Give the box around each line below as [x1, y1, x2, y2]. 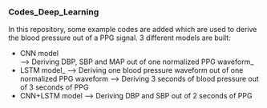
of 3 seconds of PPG [19, 82, 89, 92]
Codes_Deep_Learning [8, 6, 99, 18]
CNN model [19, 49, 59, 58]
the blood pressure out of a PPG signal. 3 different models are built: [8, 33, 231, 42]
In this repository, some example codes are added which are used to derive [8, 25, 257, 34]
